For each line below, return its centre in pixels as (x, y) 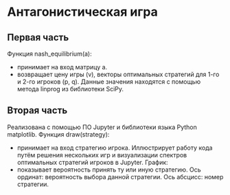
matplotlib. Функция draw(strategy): (58, 134)
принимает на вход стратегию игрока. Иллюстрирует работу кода (115, 148)
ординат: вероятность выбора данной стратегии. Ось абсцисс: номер (120, 176)
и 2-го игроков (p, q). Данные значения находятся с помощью (109, 82)
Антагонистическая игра (82, 12)
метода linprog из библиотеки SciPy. (70, 89)
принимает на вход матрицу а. (62, 67)
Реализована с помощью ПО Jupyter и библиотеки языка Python (102, 127)
